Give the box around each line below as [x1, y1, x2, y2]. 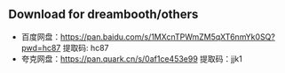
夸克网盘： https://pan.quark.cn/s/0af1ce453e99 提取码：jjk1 [20, 53, 243, 64]
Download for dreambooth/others [8, 7, 199, 22]
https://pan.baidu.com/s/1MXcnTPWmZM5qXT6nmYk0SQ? [59, 31, 276, 42]
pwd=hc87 [20, 42, 61, 53]
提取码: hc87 [62, 42, 109, 53]
